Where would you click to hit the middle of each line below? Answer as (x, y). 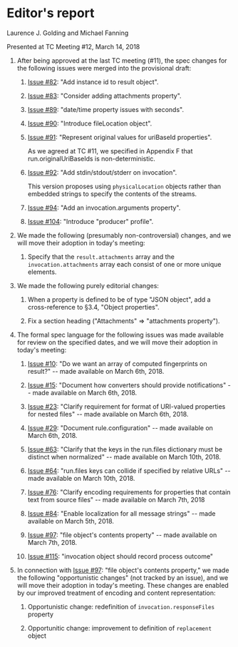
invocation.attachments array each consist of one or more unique (124, 264)
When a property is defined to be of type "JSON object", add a (119, 299)
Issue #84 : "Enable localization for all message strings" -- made (121, 513)
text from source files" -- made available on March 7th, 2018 (116, 499)
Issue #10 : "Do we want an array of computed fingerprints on (117, 363)
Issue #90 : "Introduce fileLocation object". (90, 123)
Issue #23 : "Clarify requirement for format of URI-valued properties (126, 406)
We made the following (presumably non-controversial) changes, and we (124, 235)
